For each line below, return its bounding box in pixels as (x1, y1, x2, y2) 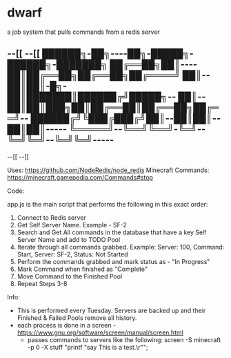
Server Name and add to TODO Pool (17, 235, 121, 243)
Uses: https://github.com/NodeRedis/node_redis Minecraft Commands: (7, 166, 210, 174)
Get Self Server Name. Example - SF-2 (17, 220, 128, 229)
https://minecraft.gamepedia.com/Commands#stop (7, 173, 154, 181)
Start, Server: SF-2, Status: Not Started (17, 250, 129, 258)
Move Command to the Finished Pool (17, 272, 123, 281)
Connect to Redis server (17, 213, 86, 222)
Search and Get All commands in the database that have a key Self (17, 228, 207, 236)
